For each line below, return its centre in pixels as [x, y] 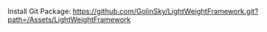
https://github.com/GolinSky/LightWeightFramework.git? [166, 11]
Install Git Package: [39, 11]
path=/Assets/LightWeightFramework [69, 20]
